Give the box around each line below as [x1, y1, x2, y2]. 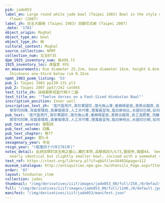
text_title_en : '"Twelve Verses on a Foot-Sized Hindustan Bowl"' [5, 94, 144, 99]
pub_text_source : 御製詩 [5, 122, 54, 127]
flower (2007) [9, 16, 38, 21]
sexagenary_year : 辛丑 [5, 140, 50, 145]
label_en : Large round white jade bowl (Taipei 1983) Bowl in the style [5, 12, 157, 17]
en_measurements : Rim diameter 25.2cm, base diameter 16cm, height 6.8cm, [5, 67, 162, 72]
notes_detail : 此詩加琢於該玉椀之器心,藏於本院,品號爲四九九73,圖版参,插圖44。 [5, 149, 152, 154]
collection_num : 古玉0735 [5, 53, 56, 58]
